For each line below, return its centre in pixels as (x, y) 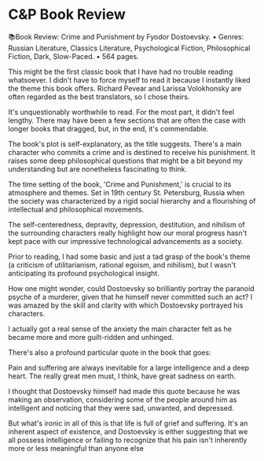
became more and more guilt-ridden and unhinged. (91, 337)
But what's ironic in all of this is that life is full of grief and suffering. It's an (128, 423)
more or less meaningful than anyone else (76, 448)
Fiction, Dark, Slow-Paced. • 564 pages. (73, 56)
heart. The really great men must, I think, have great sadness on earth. (122, 376)
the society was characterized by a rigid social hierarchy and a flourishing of (132, 201)
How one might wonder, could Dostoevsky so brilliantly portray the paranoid (131, 288)
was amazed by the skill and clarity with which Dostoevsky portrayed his (126, 305)
